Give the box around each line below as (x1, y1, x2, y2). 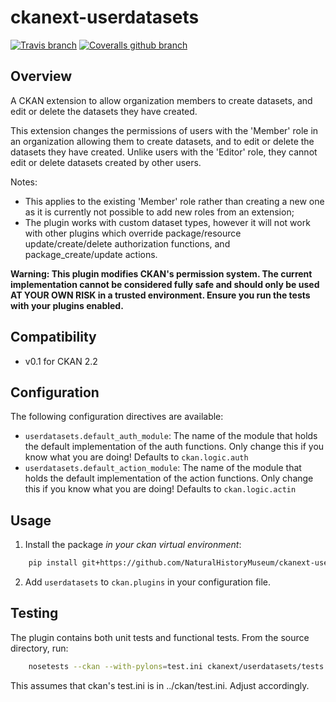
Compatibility (10, 329, 97, 346)
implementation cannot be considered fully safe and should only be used (10, 278, 320, 290)
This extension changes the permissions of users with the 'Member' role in (10, 124, 319, 136)
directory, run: (10, 642, 69, 654)
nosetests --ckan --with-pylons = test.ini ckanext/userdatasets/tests (28, 661, 325, 671)
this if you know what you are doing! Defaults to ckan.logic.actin (24, 483, 297, 495)
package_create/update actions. (24, 248, 158, 260)
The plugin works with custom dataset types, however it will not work (24, 216, 311, 228)
